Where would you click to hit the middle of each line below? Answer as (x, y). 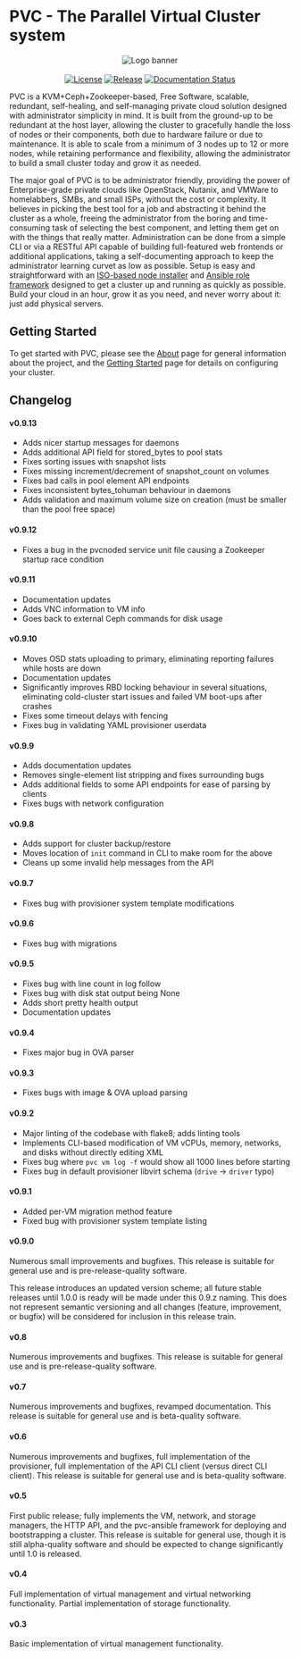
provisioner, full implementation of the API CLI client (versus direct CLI (138, 1466)
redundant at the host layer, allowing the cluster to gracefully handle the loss (150, 125)
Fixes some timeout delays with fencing (95, 716)
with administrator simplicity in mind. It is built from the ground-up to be (142, 115)
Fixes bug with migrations (70, 943)
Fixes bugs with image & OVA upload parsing (104, 1093)
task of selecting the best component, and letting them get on (166, 227)
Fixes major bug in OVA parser (78, 1052)
